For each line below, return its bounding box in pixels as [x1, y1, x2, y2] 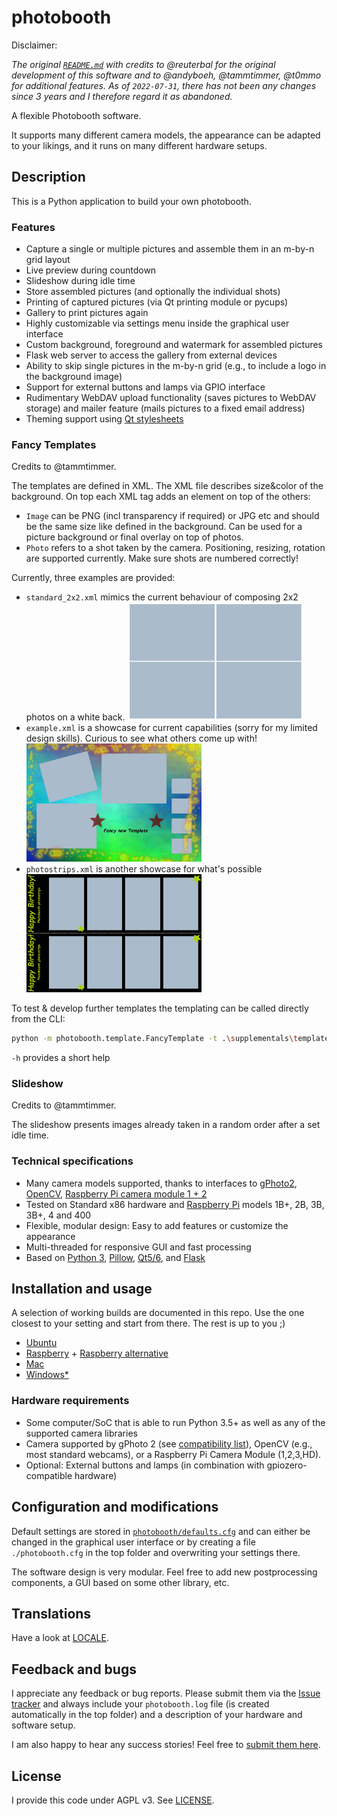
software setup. [11, 1719, 76, 1731]
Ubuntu [25, 1337, 58, 1349]
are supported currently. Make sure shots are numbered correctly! [25, 552, 299, 565]
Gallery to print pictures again [25, 307, 149, 319]
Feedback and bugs [11, 1661, 137, 1678]
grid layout [25, 254, 71, 266]
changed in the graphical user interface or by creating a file [11, 1536, 256, 1548]
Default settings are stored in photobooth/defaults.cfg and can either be [11, 1525, 311, 1537]
